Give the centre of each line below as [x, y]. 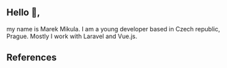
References [32, 57]
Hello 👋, [23, 13]
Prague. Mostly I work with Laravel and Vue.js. [72, 36]
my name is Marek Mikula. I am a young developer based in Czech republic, [113, 29]
